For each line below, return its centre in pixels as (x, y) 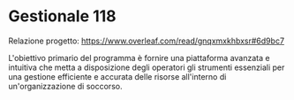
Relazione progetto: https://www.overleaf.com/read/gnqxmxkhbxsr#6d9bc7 (146, 41)
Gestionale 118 (62, 16)
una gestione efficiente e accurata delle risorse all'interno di (117, 76)
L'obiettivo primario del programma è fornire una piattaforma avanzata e (139, 58)
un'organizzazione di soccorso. (65, 86)
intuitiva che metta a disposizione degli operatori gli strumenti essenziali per (147, 67)
